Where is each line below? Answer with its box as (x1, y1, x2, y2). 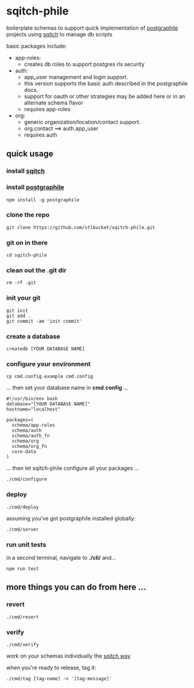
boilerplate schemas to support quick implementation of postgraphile (6, 24, 178, 31)
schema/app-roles (11, 422, 56, 429)
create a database (6, 332, 60, 340)
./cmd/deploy (6, 504, 39, 510)
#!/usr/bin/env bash (6, 396, 59, 402)
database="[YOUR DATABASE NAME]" (6, 401, 91, 407)
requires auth (24, 131, 57, 138)
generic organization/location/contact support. (24, 118, 141, 125)
